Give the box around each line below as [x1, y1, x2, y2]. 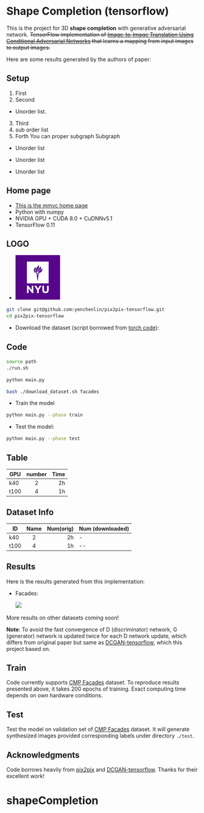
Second [15, 96, 35, 103]
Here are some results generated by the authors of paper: [6, 55, 151, 63]
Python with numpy [15, 208, 64, 216]
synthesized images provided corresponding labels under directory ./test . [6, 732, 195, 739]
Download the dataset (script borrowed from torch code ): [15, 324, 160, 331]
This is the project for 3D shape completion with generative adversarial [6, 24, 186, 32]
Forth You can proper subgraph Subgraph [15, 132, 121, 139]
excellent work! [6, 772, 44, 780]
